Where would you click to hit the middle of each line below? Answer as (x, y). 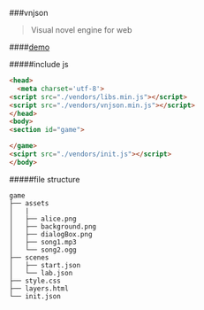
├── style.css (35, 281)
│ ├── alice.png (43, 219)
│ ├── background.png (53, 226)
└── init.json (35, 296)
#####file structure (45, 179)
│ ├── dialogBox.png (51, 234)
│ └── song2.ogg (43, 250)
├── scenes (29, 257)
